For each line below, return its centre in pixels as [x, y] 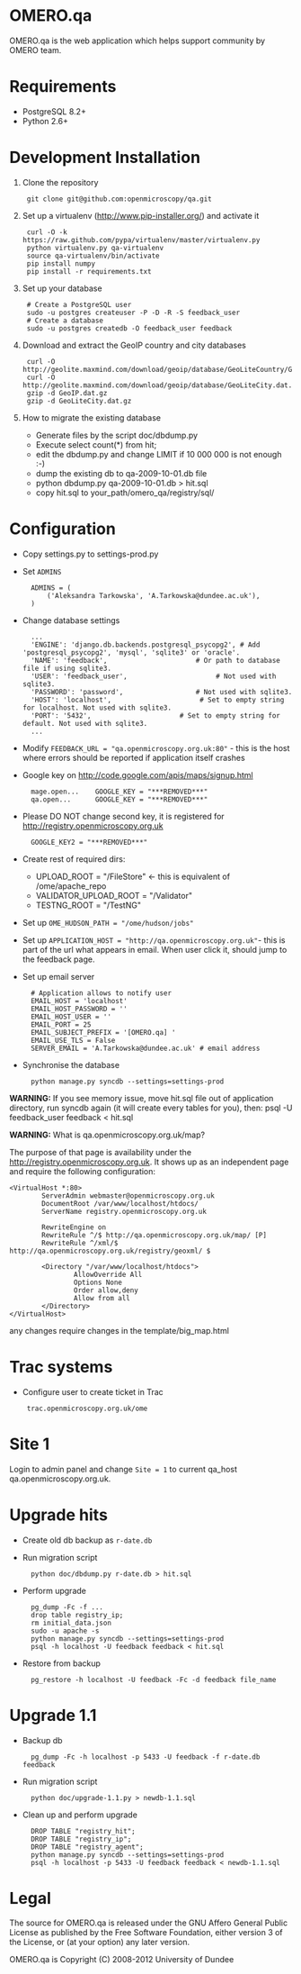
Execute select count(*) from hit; [96, 444]
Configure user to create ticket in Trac [93, 1391]
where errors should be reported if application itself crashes [133, 757]
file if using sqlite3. [67, 668]
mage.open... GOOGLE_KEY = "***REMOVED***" [120, 792]
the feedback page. [58, 959]
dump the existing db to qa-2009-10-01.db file [121, 473]
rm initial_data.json [71, 1623]
